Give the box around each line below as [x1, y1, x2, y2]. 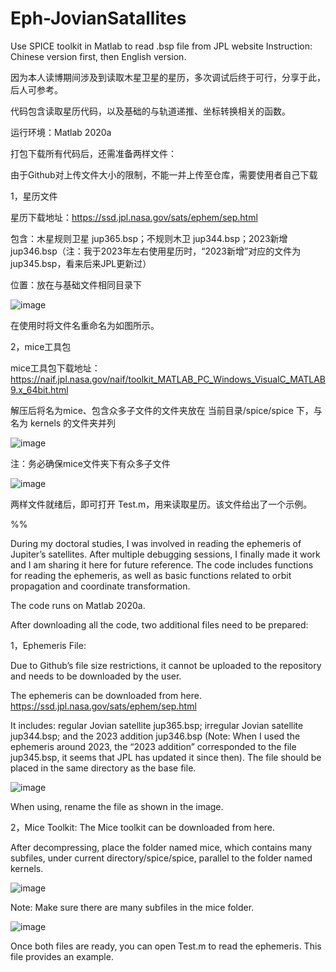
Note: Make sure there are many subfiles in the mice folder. [10, 901, 255, 913]
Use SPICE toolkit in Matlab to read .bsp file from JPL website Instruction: [10, 40, 313, 52]
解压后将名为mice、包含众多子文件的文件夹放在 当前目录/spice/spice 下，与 [10, 404, 323, 416]
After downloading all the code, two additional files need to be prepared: [10, 618, 309, 631]
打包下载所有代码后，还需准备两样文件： [10, 147, 177, 159]
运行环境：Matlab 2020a [10, 126, 112, 138]
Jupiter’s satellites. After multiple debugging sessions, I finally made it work [10, 548, 321, 560]
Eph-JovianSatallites [10, 7, 187, 30]
